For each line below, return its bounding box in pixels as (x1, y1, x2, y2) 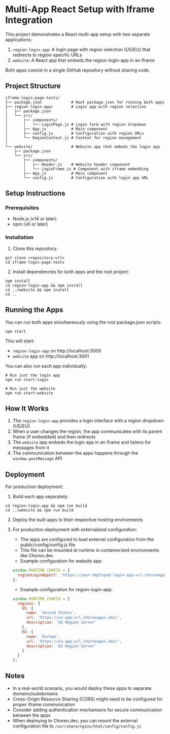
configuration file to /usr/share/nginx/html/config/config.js (12, 723, 142, 729)
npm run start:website (5, 390, 53, 396)
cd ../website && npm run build (5, 508, 74, 513)
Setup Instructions (5, 189, 65, 198)
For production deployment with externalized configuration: (12, 527, 137, 533)
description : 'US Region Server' (26, 620, 97, 625)
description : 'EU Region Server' (26, 644, 97, 649)
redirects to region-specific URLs (12, 52, 82, 58)
